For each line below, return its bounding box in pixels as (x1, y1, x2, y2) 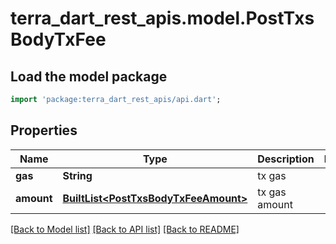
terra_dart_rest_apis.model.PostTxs (10, 7, 315, 30)
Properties (10, 122, 78, 139)
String (62, 168, 93, 182)
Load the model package (10, 68, 168, 85)
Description (257, 152, 315, 166)
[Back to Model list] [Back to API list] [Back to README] (10, 223, 240, 235)
